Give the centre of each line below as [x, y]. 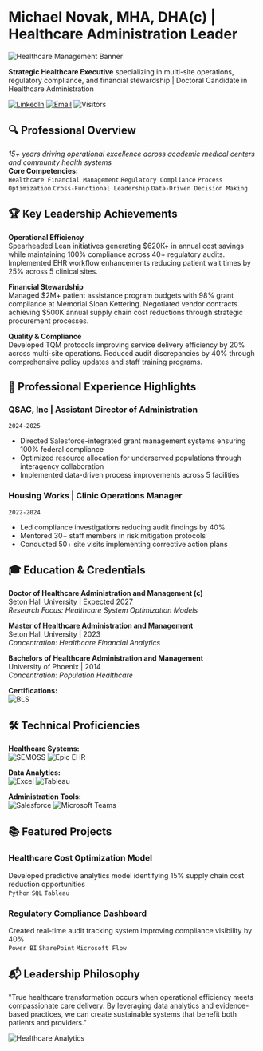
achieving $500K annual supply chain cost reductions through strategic [126, 312]
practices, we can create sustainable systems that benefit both [134, 1014]
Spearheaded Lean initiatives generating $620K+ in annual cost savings [126, 246]
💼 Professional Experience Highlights [102, 387]
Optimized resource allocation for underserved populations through [130, 458]
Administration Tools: [45, 797]
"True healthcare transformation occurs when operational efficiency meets [131, 997]
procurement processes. [49, 321]
